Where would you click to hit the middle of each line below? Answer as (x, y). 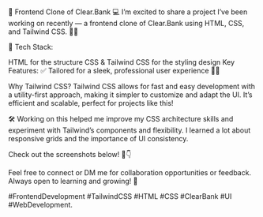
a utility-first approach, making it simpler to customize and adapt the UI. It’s (130, 95)
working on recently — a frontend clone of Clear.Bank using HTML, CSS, (126, 23)
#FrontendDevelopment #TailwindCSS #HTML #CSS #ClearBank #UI (120, 196)
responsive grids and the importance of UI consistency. (98, 138)
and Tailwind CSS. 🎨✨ (43, 32)
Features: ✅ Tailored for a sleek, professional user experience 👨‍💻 (114, 71)
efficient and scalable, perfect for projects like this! (91, 103)
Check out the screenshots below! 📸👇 (70, 154)
